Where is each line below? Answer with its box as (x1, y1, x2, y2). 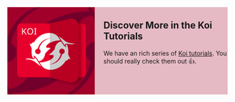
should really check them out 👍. (104, 57, 197, 65)
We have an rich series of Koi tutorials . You (104, 49, 227, 57)
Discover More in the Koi (104, 20, 213, 31)
